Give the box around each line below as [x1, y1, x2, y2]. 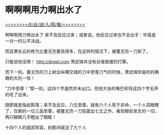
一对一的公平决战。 [5, 38, 44, 44]
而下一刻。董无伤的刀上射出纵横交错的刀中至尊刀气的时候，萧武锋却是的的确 [5, 69, 159, 75]
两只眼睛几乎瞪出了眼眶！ [5, 114, 57, 120]
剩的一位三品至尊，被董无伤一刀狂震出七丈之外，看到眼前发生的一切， [18, 108, 159, 114]
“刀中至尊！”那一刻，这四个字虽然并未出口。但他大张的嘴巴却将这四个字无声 [5, 85, 159, 91]
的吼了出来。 [5, 91, 31, 97]
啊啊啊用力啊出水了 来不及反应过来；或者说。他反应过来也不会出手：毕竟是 [5, 32, 156, 38]
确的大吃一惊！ [5, 75, 35, 81]
